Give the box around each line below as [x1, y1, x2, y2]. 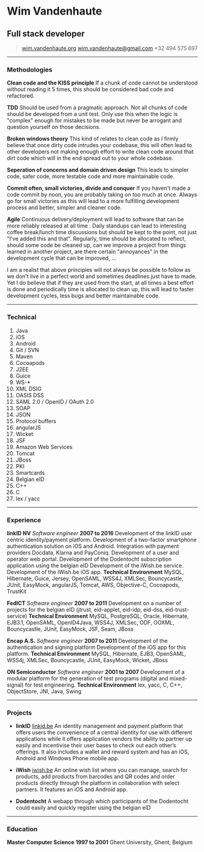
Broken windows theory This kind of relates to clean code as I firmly [7, 135, 179, 142]
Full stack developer [7, 29, 85, 39]
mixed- [169, 674, 187, 682]
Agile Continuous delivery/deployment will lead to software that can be [7, 216, 184, 223]
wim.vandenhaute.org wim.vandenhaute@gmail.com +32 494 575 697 [21, 44, 198, 52]
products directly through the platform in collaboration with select [15, 780, 180, 787]
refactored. [7, 92, 35, 100]
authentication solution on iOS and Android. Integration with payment [7, 542, 179, 550]
